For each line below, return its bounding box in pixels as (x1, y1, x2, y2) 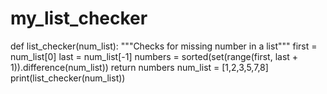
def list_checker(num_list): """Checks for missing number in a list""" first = (10, 40, 318, 52)
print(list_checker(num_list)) (10, 72, 126, 84)
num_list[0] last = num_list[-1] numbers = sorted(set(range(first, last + (10, 50, 299, 62)
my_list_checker (10, 7, 148, 30)
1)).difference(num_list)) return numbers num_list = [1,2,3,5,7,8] (10, 61, 269, 73)
